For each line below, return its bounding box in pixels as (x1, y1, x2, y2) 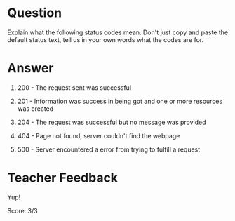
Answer (7, 60, 54, 76)
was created (17, 104, 54, 113)
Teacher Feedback (7, 170, 118, 186)
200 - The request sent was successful (17, 83, 132, 92)
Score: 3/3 (7, 206, 38, 215)
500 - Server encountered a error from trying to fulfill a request (17, 145, 201, 154)
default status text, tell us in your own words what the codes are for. (7, 35, 204, 43)
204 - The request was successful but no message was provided (17, 118, 206, 126)
